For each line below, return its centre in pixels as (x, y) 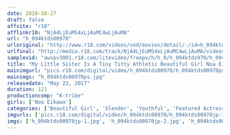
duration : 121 (27, 89)
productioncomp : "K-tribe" (46, 96)
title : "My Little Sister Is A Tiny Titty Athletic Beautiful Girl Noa (111, 64)
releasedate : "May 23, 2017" (49, 83)
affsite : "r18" (29, 26)
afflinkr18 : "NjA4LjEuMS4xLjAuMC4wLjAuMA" (68, 32)
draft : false (26, 20)
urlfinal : (21, 52)
